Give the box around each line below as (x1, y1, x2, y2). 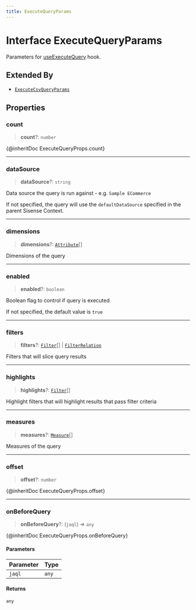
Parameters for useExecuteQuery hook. (6, 53, 101, 60)
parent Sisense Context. (6, 207, 64, 214)
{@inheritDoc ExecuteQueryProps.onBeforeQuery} (6, 532, 128, 539)
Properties (6, 103, 45, 113)
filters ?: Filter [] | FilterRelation (20, 342, 102, 349)
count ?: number (20, 134, 57, 141)
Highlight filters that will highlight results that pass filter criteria (6, 398, 157, 405)
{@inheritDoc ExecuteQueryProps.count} (6, 145, 105, 152)
